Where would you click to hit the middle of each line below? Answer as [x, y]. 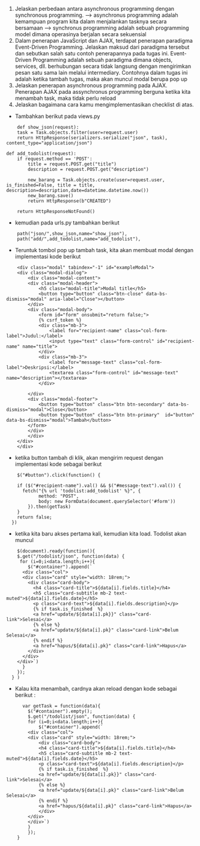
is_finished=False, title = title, [51, 185]
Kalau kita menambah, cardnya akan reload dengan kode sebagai [96, 689]
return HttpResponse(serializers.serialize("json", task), [92, 138]
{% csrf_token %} [60, 320]
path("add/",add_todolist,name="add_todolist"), [79, 239]
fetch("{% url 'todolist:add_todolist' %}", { [81, 491]
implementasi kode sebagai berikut [58, 464]
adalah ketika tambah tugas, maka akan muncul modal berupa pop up [101, 79]
